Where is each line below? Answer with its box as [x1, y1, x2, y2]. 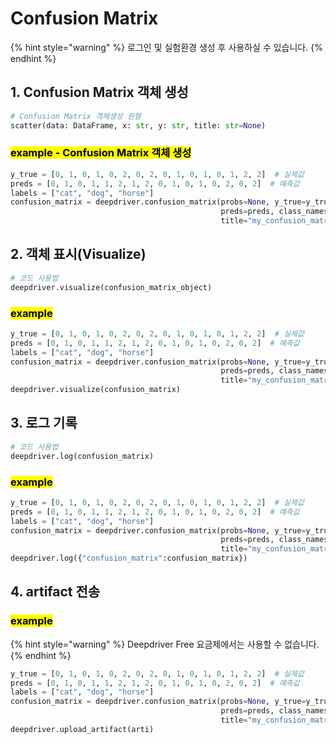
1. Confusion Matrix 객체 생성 [10, 84, 189, 101]
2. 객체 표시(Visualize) [10, 246, 147, 263]
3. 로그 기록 [10, 415, 78, 432]
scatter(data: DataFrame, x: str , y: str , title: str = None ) [10, 120, 267, 131]
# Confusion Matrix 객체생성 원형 [10, 111, 142, 121]
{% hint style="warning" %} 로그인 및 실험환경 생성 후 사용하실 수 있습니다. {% [10, 41, 323, 53]
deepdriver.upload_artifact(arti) [10, 724, 155, 734]
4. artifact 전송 [10, 583, 101, 601]
